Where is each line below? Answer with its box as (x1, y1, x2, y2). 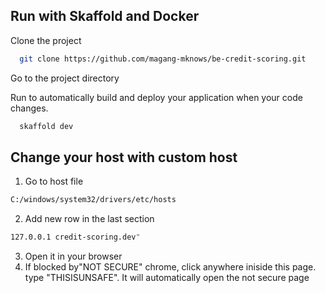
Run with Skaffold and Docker (10, 8, 200, 25)
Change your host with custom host (10, 149, 238, 166)
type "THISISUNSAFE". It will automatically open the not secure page (24, 272, 310, 284)
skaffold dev (19, 121, 74, 131)
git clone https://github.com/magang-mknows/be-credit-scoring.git (19, 54, 307, 64)
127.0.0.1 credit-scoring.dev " (10, 232, 141, 243)
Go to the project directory (10, 72, 120, 84)
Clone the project (10, 34, 82, 46)
